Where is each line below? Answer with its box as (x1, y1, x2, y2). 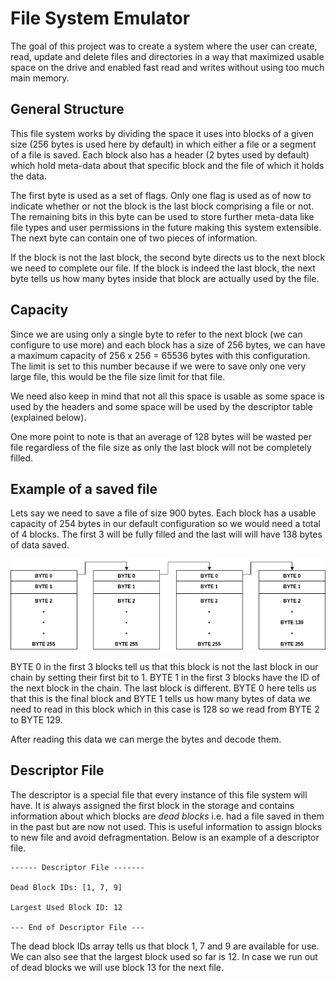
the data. (10, 170, 47, 182)
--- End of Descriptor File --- (10, 922, 145, 932)
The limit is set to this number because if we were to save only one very (10, 360, 307, 372)
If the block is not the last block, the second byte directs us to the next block (10, 251, 326, 263)
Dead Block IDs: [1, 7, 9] (10, 882, 123, 892)
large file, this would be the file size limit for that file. (10, 370, 226, 382)
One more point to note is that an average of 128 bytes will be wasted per (10, 430, 312, 442)
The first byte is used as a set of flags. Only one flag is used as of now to (10, 189, 312, 201)
